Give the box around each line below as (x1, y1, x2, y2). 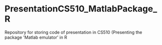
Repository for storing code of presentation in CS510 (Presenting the (4, 29, 142, 35)
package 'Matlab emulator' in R (4, 34, 67, 40)
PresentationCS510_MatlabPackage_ (4, 3, 157, 14)
